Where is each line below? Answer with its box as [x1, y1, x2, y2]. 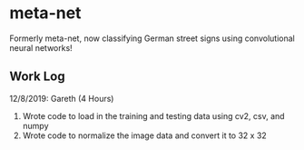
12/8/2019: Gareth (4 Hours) [9, 93, 114, 104]
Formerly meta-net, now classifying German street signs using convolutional [9, 33, 295, 44]
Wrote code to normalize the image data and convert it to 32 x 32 [22, 130, 268, 141]
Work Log [9, 69, 65, 85]
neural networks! [9, 42, 73, 53]
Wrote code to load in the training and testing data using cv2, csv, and [22, 110, 285, 121]
